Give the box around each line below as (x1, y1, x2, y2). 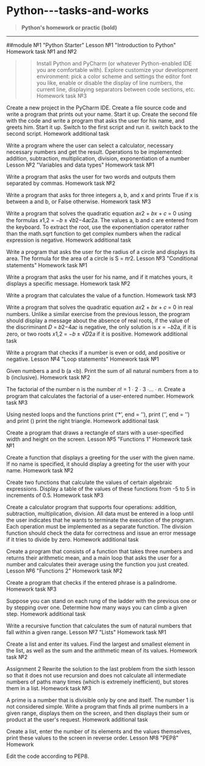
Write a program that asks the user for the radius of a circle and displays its (6, 248, 196, 255)
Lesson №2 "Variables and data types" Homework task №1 (6, 161, 154, 168)
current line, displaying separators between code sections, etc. (36, 85, 195, 93)
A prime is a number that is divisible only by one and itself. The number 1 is (6, 696, 194, 704)
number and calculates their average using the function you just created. (6, 560, 189, 568)
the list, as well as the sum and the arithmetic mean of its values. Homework (6, 646, 198, 654)
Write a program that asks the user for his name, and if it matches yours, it (6, 273, 193, 281)
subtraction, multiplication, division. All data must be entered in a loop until (6, 510, 194, 517)
